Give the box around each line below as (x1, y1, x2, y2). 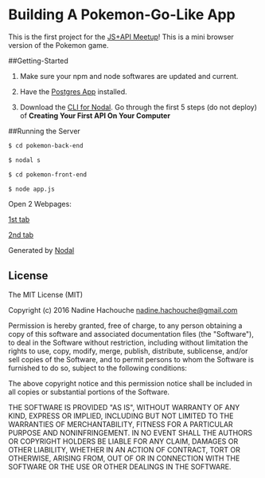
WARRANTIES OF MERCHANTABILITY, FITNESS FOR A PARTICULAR (8, 420, 233, 429)
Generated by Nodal (8, 246, 75, 255)
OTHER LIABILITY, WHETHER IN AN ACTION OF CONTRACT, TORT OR (8, 445, 240, 455)
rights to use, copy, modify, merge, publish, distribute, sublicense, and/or (8, 346, 248, 356)
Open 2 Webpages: (8, 199, 72, 209)
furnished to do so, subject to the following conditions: (8, 363, 187, 373)
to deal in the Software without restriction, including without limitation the (8, 338, 248, 348)
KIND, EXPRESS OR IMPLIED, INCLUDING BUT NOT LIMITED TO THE (8, 411, 234, 421)
